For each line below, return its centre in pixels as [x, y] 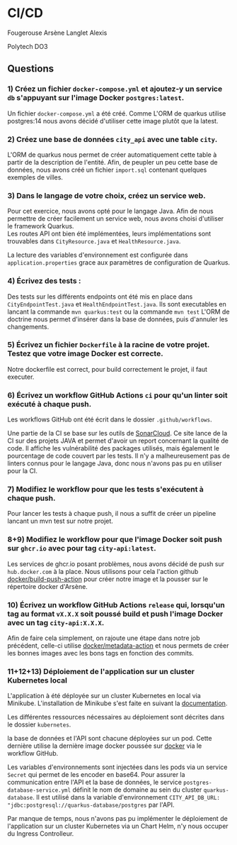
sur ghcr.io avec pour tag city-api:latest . [82, 548]
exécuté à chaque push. [50, 404]
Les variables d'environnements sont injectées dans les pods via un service [117, 767]
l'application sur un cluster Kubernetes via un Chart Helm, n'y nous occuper [118, 826]
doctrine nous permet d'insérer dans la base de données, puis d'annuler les [118, 319]
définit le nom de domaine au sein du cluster [137, 790]
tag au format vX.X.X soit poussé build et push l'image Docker [115, 614]
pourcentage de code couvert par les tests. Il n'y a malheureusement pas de [118, 456]
